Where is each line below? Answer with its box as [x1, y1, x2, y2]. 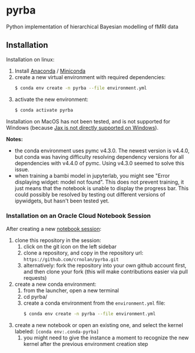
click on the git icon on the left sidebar [23, 243, 117, 250]
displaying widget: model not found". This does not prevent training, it [14, 178, 184, 185]
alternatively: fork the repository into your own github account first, [23, 262, 187, 269]
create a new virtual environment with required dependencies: [14, 73, 166, 80]
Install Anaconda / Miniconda [14, 67, 86, 74]
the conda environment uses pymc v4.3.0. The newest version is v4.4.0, [14, 147, 190, 154]
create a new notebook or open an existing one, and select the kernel [14, 321, 184, 328]
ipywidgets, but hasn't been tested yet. [14, 197, 110, 204]
